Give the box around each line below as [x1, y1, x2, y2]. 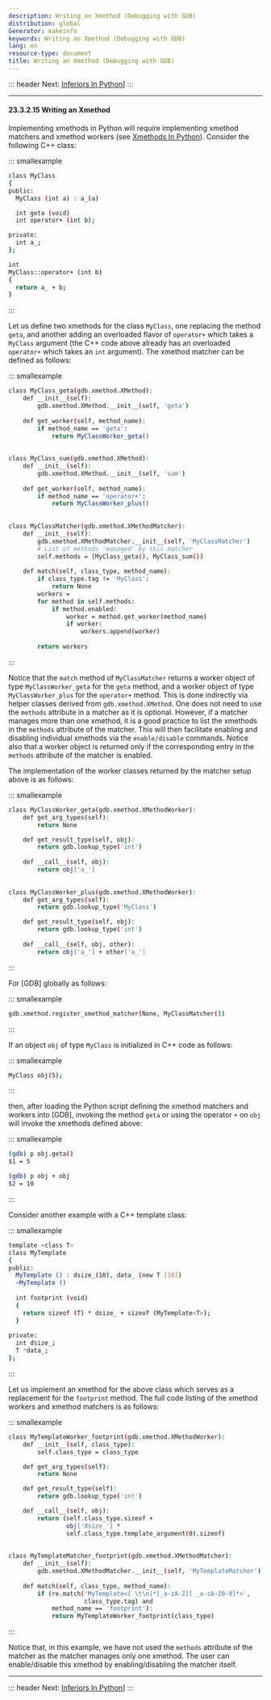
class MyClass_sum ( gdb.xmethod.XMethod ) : [8, 455, 150, 463]
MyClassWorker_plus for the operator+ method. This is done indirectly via [8, 689, 248, 700]
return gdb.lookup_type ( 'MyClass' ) [37, 903, 157, 911]
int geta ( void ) [15, 209, 70, 217]
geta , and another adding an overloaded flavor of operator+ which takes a [8, 329, 254, 340]
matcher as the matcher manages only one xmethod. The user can [8, 1651, 230, 1661]
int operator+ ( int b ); [15, 216, 95, 225]
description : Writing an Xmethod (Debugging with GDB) [8, 11, 197, 20]
